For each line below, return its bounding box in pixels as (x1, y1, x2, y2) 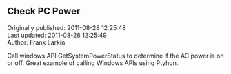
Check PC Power (7, 5, 81, 17)
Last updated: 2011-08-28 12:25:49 (7, 31, 107, 39)
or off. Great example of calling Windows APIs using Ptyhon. (7, 58, 179, 67)
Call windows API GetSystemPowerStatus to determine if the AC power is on (7, 51, 224, 60)
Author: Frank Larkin (7, 38, 66, 47)
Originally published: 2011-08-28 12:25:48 (7, 23, 126, 32)
